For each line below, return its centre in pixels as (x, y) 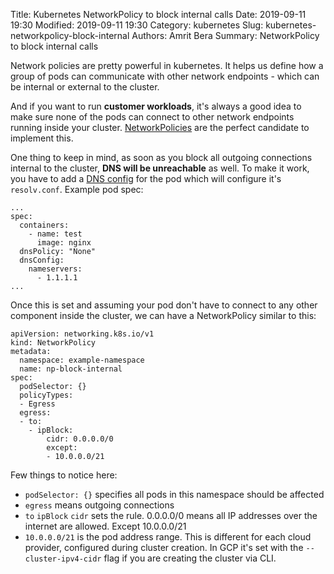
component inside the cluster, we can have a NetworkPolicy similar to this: (163, 315)
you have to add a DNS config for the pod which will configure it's (146, 178)
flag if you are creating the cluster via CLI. (190, 558)
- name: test (55, 234)
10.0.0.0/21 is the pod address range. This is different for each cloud (168, 537)
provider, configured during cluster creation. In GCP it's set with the (164, 547)
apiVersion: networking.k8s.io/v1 (82, 334)
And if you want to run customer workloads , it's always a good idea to (156, 106)
